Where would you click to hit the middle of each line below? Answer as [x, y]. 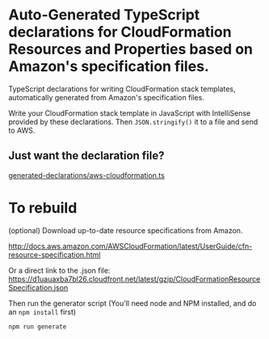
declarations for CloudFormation [120, 32]
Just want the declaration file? [86, 156]
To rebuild [43, 208]
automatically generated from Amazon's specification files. [106, 97]
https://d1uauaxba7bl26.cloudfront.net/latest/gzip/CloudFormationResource [134, 279]
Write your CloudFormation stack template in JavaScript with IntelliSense [130, 113]
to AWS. [22, 130]
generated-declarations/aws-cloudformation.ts [87, 175]
